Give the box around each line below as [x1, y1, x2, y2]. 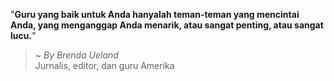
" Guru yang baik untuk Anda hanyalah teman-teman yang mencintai [10, 9, 300, 20]
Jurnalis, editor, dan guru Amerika [34, 60, 175, 71]
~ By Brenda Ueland [34, 49, 119, 61]
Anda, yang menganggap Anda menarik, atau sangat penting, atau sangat [10, 19, 324, 31]
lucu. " [10, 30, 37, 41]
